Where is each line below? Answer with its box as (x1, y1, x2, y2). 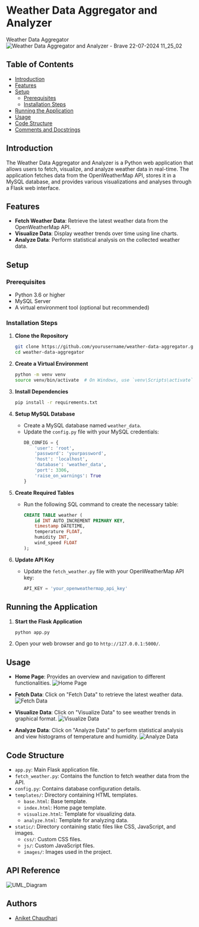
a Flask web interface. (6, 184, 61, 191)
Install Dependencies (14, 388, 68, 395)
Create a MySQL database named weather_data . (23, 422, 141, 429)
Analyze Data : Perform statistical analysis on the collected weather (14, 236, 180, 244)
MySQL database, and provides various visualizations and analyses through (6, 178, 192, 185)
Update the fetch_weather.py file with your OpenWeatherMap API (23, 567, 184, 575)
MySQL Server (14, 298, 51, 305)
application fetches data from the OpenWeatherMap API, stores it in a (6, 171, 176, 179)
